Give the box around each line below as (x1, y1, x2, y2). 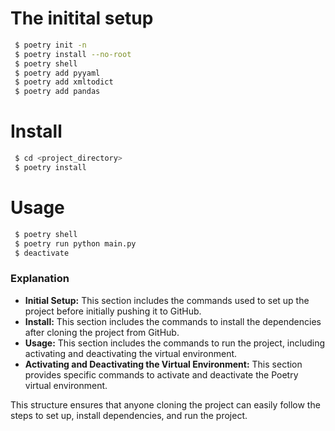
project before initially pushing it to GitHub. (24, 305, 202, 317)
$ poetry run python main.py (14, 238, 137, 249)
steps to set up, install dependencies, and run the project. (10, 409, 248, 421)
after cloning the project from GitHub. (24, 326, 180, 338)
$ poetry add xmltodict (14, 77, 114, 87)
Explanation (10, 272, 70, 286)
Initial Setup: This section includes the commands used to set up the (24, 294, 310, 306)
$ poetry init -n (14, 40, 87, 50)
